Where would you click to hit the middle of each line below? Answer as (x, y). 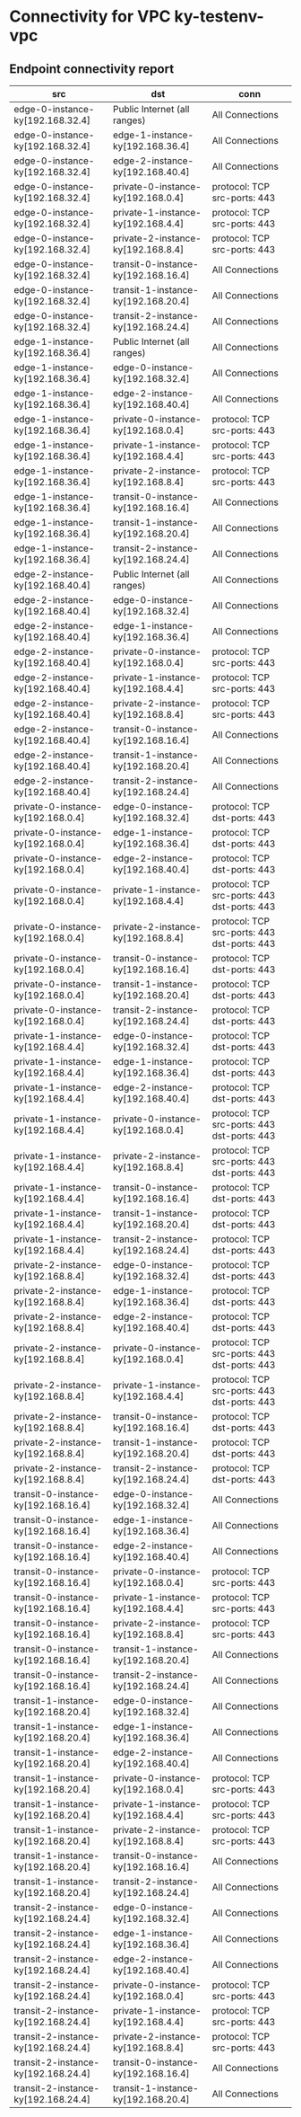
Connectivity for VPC (90, 17)
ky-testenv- (219, 17)
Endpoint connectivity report (92, 69)
